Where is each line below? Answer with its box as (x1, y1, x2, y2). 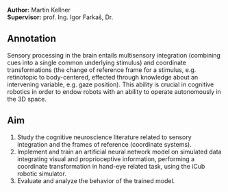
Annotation (7, 33, 57, 45)
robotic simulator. (16, 169, 66, 178)
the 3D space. (7, 95, 47, 103)
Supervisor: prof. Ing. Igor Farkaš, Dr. (7, 13, 114, 21)
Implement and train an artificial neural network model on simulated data (16, 147, 222, 156)
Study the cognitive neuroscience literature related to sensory (16, 133, 192, 141)
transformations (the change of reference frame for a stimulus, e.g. (7, 65, 197, 74)
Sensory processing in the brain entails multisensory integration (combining (7, 51, 221, 59)
